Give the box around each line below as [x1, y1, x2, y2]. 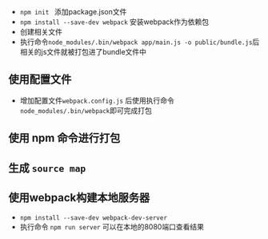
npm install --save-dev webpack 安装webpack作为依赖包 [19, 17, 210, 26]
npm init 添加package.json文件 [19, 7, 127, 16]
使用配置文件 [8, 73, 72, 87]
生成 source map [8, 161, 86, 175]
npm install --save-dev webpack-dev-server [19, 214, 168, 222]
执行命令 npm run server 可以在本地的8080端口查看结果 [19, 222, 204, 232]
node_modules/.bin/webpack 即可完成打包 [19, 105, 152, 115]
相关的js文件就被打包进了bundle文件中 [19, 47, 146, 56]
